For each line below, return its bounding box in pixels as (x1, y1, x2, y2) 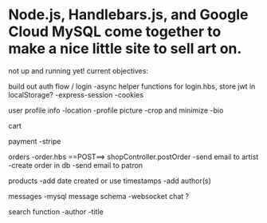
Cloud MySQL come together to (8, 22, 222, 41)
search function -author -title (8, 206, 104, 217)
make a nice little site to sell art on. (8, 40, 242, 58)
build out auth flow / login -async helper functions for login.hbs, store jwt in (8, 82, 256, 91)
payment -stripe (8, 136, 61, 145)
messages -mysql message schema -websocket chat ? (8, 191, 190, 201)
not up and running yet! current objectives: (8, 66, 149, 75)
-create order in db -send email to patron (8, 160, 143, 169)
